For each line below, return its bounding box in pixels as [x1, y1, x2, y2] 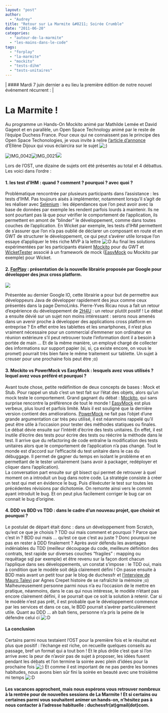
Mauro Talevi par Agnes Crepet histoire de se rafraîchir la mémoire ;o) [5, 577, 149, 583]
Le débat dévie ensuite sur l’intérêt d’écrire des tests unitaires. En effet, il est [5, 426, 163, 433]
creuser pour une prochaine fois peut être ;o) [5, 356, 98, 362]
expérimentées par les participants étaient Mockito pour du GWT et [5, 244, 144, 250]
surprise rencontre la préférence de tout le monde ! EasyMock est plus [5, 400, 151, 406]
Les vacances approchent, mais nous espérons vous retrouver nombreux [5, 686, 161, 692]
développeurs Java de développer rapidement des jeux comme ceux [5, 297, 147, 304]
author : [5, 12, 21, 17]
